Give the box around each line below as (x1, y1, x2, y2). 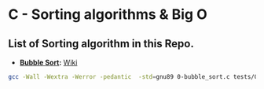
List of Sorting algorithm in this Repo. (8, 37, 194, 50)
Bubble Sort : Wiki (19, 57, 78, 67)
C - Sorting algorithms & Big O (8, 6, 208, 24)
